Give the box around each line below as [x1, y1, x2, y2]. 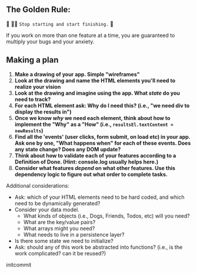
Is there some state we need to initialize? [14, 237, 113, 244]
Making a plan [6, 55, 59, 65]
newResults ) [14, 126, 44, 134]
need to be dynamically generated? [14, 199, 101, 207]
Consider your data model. [14, 206, 79, 213]
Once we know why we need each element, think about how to [14, 114, 171, 121]
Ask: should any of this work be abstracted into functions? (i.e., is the [14, 244, 183, 251]
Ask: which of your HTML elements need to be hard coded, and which [14, 194, 185, 201]
